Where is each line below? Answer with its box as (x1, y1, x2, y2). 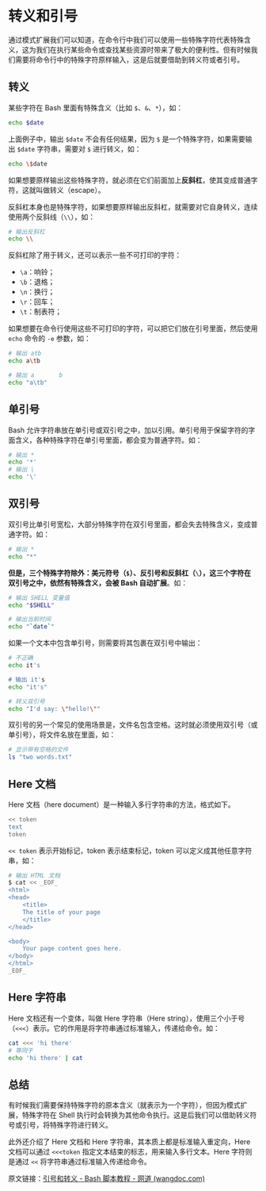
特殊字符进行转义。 (49, 1120, 112, 1130)
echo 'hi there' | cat (8, 1054, 83, 1062)
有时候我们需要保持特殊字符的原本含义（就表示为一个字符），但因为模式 (8, 1101, 241, 1110)
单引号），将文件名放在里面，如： (8, 730, 116, 740)
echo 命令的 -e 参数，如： (8, 334, 91, 344)
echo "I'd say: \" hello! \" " (8, 705, 101, 713)
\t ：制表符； (19, 307, 63, 317)
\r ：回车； (19, 297, 55, 306)
